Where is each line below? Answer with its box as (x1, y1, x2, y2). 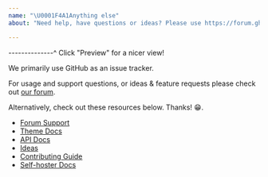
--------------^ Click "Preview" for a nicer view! (8, 48, 165, 57)
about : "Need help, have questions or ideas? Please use (8, 19, 202, 27)
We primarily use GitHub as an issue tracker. (8, 63, 154, 72)
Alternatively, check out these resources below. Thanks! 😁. (8, 102, 204, 112)
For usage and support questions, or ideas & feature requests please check (8, 79, 256, 88)
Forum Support (19, 117, 70, 127)
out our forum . (8, 87, 56, 96)
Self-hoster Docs (19, 160, 77, 169)
